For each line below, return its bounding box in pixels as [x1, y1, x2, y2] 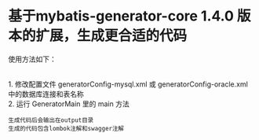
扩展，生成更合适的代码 [35, 27, 188, 45]
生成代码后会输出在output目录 [8, 116, 94, 124]
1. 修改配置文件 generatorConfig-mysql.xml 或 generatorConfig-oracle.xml [8, 79, 249, 89]
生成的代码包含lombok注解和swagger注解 [8, 124, 124, 132]
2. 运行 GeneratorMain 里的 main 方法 [8, 99, 129, 109]
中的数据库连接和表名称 [8, 89, 84, 98]
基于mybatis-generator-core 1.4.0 [8, 7, 234, 25]
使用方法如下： [8, 54, 57, 64]
